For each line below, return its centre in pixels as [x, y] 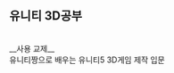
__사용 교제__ [32, 48]
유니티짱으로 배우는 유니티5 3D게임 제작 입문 [87, 60]
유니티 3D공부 [46, 16]
